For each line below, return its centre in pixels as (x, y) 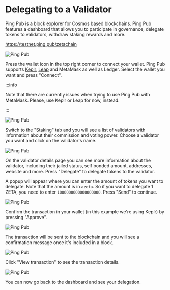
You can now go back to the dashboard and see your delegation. (73, 282)
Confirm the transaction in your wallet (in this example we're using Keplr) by (85, 212)
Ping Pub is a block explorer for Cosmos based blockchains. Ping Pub (78, 23)
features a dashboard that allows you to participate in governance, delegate (85, 29)
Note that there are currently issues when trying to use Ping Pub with (78, 94)
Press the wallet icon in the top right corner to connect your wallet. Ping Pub (85, 64)
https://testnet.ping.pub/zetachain (41, 44)
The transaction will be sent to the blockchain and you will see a (72, 237)
